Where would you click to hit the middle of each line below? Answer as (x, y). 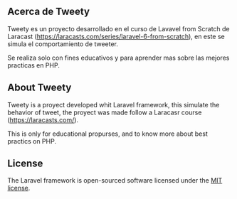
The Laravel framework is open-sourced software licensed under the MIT (115, 181)
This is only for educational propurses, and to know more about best (107, 134)
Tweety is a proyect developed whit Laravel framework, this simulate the (114, 104)
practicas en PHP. (34, 65)
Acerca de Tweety (49, 12)
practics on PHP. (32, 141)
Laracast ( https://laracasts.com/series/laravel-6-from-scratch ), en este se (116, 36)
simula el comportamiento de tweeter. (63, 44)
